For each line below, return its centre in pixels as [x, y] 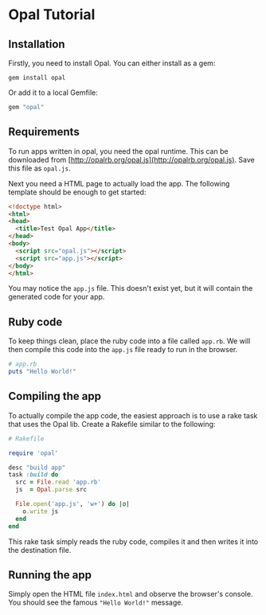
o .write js [41, 511]
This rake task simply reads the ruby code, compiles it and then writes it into [133, 541]
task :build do [33, 475]
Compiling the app [55, 396]
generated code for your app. [57, 297]
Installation [37, 44]
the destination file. [40, 550]
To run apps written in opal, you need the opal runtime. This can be [118, 151]
